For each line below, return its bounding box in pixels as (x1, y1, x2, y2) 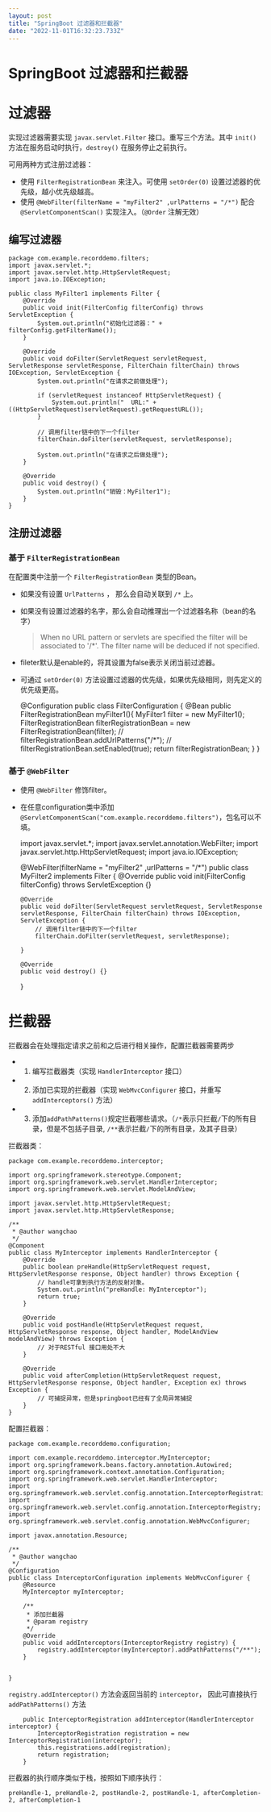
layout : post (8, 11, 52, 20)
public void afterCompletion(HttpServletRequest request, (23, 1372, 222, 1380)
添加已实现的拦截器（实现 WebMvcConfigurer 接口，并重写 (31, 1085, 222, 1095)
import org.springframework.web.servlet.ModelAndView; (8, 1185, 197, 1193)
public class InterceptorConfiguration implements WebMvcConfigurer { (8, 1574, 251, 1582)
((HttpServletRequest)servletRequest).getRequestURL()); (8, 406, 204, 414)
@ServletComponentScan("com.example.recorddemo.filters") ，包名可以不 (19, 812, 262, 823)
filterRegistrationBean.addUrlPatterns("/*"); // (19, 735, 172, 744)
